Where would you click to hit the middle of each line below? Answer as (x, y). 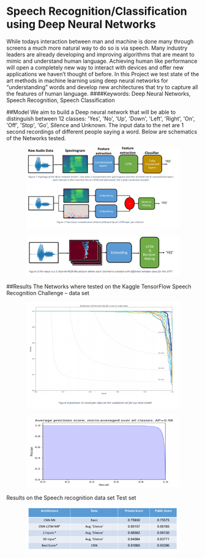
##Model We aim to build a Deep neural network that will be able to (91, 112)
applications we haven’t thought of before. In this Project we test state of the (103, 74)
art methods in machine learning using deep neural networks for (87, 81)
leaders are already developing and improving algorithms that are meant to (100, 54)
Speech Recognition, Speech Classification (61, 100)
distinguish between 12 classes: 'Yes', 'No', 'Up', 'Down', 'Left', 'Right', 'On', (101, 119)
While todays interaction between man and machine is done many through (100, 41)
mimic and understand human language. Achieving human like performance (102, 61)
